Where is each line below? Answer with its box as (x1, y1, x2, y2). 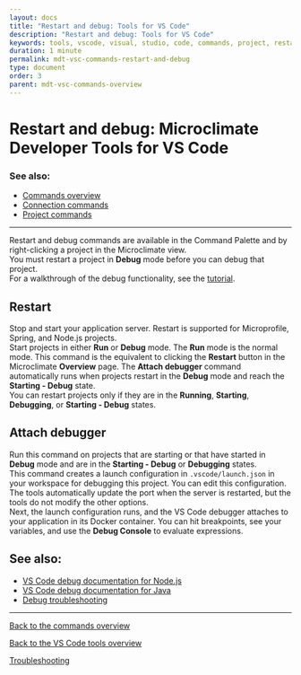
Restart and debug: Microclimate (9, 118, 260, 139)
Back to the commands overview (9, 620, 131, 631)
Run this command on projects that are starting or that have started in (9, 449, 266, 460)
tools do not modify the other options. (9, 496, 150, 507)
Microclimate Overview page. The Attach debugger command (9, 361, 242, 372)
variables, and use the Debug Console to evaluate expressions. (9, 525, 244, 536)
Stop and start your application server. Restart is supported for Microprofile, (9, 322, 289, 333)
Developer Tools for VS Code (9, 137, 229, 158)
